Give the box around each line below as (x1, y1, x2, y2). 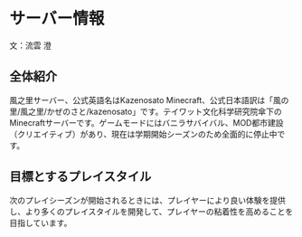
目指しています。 (9, 217, 72, 228)
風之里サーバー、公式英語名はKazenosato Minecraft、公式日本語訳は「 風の (9, 94, 289, 105)
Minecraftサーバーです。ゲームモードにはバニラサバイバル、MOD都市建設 (9, 117, 284, 128)
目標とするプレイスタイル (9, 169, 152, 185)
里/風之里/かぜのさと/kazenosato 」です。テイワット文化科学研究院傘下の (9, 106, 282, 117)
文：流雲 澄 (9, 40, 52, 51)
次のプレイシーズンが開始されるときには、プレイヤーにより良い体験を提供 (9, 194, 287, 205)
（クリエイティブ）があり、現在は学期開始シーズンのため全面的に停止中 (9, 128, 278, 139)
